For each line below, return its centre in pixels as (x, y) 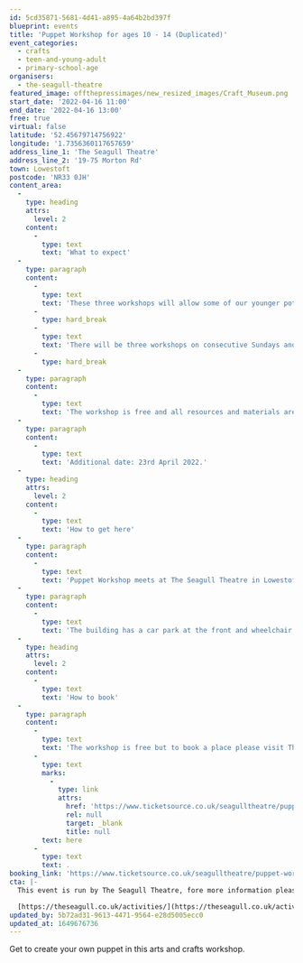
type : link (78, 790)
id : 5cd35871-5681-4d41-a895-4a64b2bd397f (90, 18)
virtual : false (38, 127)
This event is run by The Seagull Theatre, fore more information (145, 890)
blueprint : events (44, 26)
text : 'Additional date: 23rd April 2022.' (124, 463)
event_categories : (44, 43)
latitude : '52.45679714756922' (68, 135)
